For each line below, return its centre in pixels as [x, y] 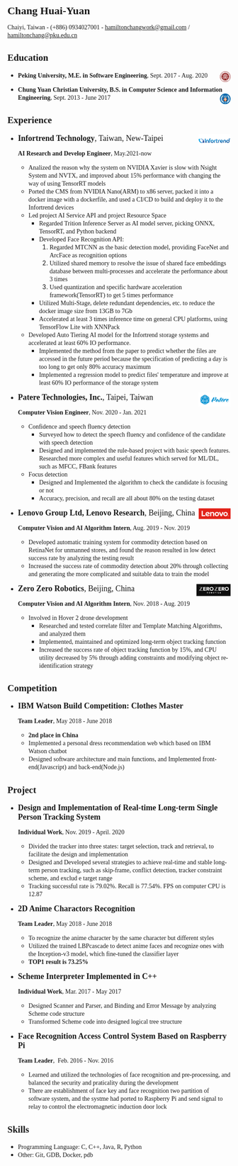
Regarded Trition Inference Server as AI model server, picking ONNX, [126, 223]
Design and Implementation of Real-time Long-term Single [118, 808]
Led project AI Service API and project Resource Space [97, 215]
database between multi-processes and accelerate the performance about [138, 271]
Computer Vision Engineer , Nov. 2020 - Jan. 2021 [82, 412]
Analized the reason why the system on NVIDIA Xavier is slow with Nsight [123, 168]
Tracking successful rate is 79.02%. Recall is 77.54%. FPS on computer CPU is [127, 887]
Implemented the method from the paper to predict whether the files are [127, 351]
